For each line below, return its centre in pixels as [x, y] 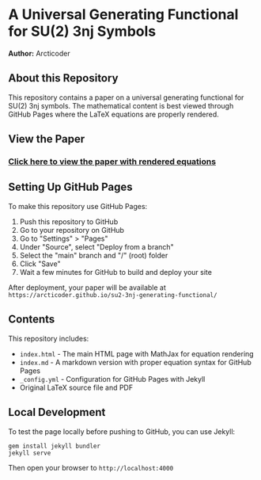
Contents [32, 320]
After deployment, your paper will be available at [87, 288]
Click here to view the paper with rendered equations [112, 162]
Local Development [57, 412]
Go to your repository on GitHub [72, 230]
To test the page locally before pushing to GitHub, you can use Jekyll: [122, 431]
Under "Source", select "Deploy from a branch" [96, 246]
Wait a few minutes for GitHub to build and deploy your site [115, 272]
